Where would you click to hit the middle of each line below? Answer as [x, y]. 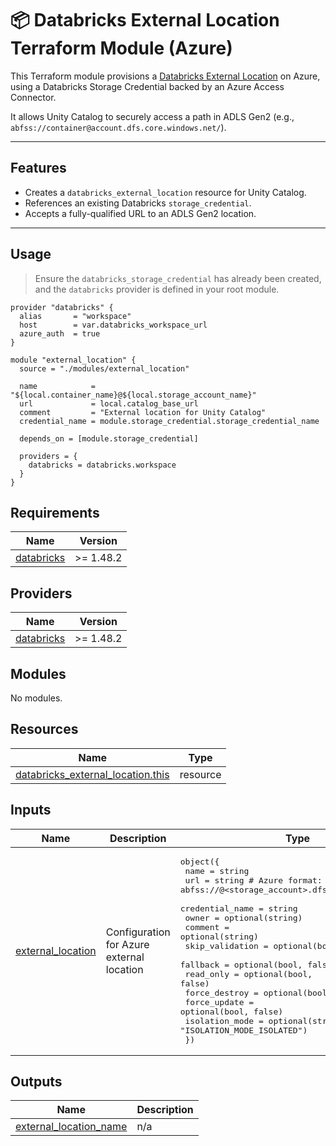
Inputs [31, 810]
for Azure [127, 944]
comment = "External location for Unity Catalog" [143, 412]
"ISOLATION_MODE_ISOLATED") [243, 1030]
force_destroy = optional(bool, [258, 992]
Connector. [33, 97]
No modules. [36, 698]
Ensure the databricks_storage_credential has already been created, [178, 278]
